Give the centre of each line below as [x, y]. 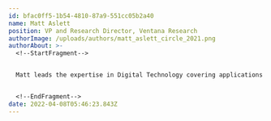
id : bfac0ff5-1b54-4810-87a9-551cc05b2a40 [81, 16]
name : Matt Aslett [39, 23]
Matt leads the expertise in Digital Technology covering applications [140, 75]
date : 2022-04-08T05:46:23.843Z [63, 104]
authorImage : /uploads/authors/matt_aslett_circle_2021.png [112, 38]
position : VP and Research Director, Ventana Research [103, 31]
